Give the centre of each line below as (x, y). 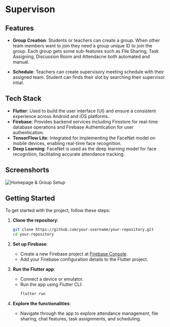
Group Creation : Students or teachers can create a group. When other (86, 40)
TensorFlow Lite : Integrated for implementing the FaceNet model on (84, 138)
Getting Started (30, 199)
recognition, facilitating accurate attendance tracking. (69, 154)
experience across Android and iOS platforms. (61, 116)
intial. (18, 83)
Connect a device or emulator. (52, 279)
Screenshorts (27, 170)
